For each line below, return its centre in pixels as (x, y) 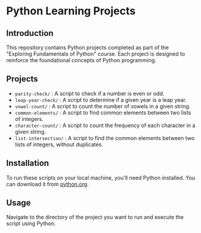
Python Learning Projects (71, 11)
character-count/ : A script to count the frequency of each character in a (105, 125)
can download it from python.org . (47, 184)
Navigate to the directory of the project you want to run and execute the (95, 217)
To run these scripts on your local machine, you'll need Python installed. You (101, 177)
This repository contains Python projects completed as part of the (88, 47)
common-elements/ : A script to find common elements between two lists (103, 113)
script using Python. (31, 223)
